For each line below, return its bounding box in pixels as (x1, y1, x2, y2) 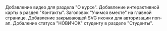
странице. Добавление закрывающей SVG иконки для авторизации (5, 15, 151, 20)
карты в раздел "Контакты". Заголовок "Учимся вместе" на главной (5, 9, 152, 15)
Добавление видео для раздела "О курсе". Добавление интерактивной (5, 4, 160, 10)
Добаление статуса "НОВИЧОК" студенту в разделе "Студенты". (13, 20, 153, 26)
